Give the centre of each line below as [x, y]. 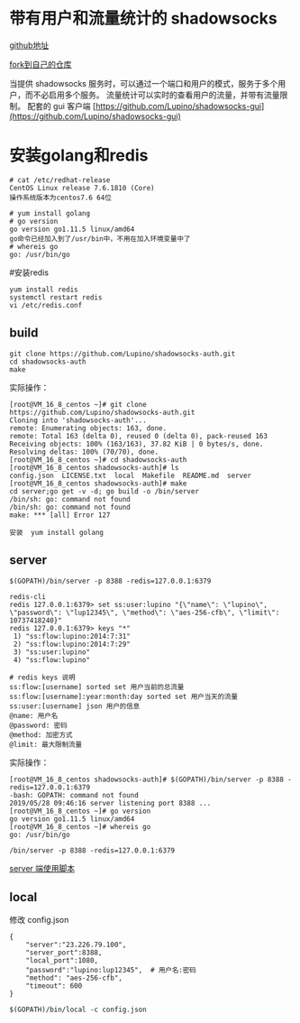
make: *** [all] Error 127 [60, 515]
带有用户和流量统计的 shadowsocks [143, 18]
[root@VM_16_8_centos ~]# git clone [78, 404]
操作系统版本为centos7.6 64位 [61, 198]
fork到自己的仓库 [41, 64]
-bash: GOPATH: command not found [74, 795]
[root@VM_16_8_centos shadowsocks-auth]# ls [94, 467]
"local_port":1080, [62, 961]
